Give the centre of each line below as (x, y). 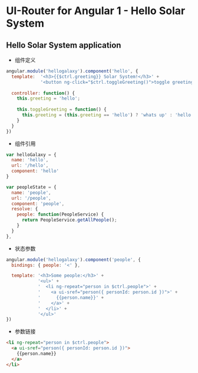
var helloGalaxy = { (32, 154)
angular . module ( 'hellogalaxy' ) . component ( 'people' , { (74, 260)
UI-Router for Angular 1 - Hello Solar (96, 11)
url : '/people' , (31, 198)
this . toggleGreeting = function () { (62, 110)
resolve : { (25, 209)
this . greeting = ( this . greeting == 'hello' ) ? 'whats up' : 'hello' (108, 115)
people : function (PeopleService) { (60, 214)
